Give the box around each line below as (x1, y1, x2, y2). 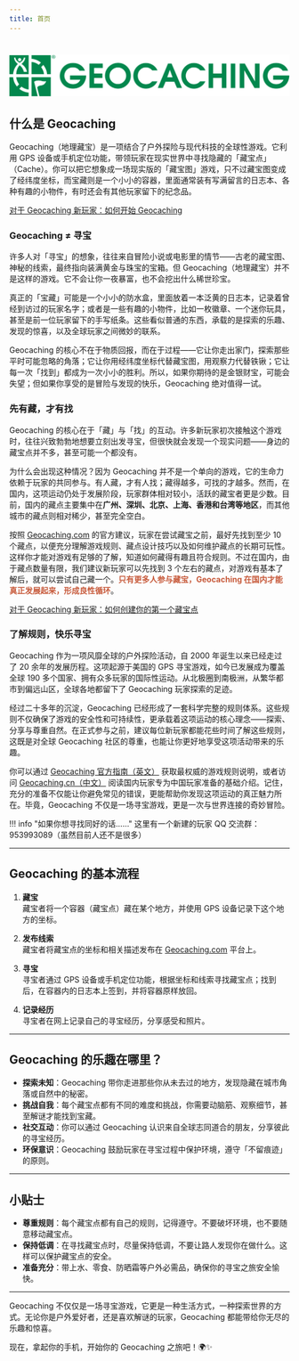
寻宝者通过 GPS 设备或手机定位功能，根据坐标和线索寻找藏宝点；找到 (21, 974, 278, 984)
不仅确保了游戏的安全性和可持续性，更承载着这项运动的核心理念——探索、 (16, 713, 290, 724)
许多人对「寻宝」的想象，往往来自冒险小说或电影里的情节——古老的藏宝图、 (9, 251, 290, 262)
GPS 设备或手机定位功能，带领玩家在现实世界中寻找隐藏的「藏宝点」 (19, 152, 271, 163)
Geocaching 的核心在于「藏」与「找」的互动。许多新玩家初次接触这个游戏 (9, 424, 282, 436)
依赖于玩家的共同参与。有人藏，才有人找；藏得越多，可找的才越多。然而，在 (9, 477, 290, 487)
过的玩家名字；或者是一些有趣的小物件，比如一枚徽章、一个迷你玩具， (32, 304, 290, 314)
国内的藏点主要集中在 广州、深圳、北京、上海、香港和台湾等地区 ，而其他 (24, 499, 290, 509)
